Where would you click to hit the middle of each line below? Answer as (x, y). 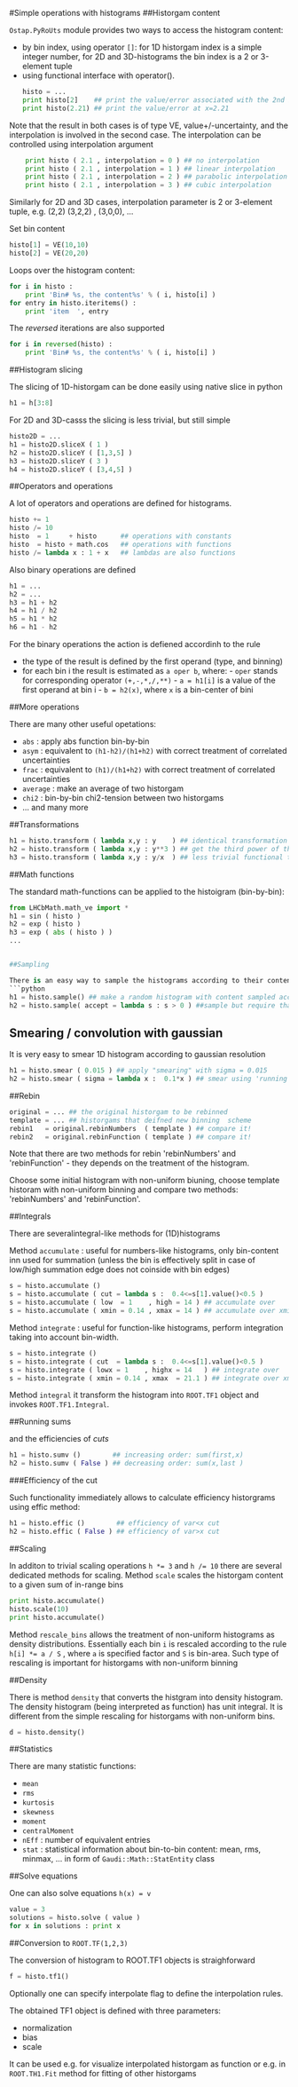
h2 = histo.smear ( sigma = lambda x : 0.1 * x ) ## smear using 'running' (150, 1079)
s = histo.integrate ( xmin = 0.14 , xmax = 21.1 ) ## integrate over (144, 1378)
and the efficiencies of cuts (59, 1439)
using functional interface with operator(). (98, 75)
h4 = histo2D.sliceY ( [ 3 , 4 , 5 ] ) (71, 470)
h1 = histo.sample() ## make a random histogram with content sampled (142, 997)
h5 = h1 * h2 (33, 619)
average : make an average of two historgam (103, 788)
